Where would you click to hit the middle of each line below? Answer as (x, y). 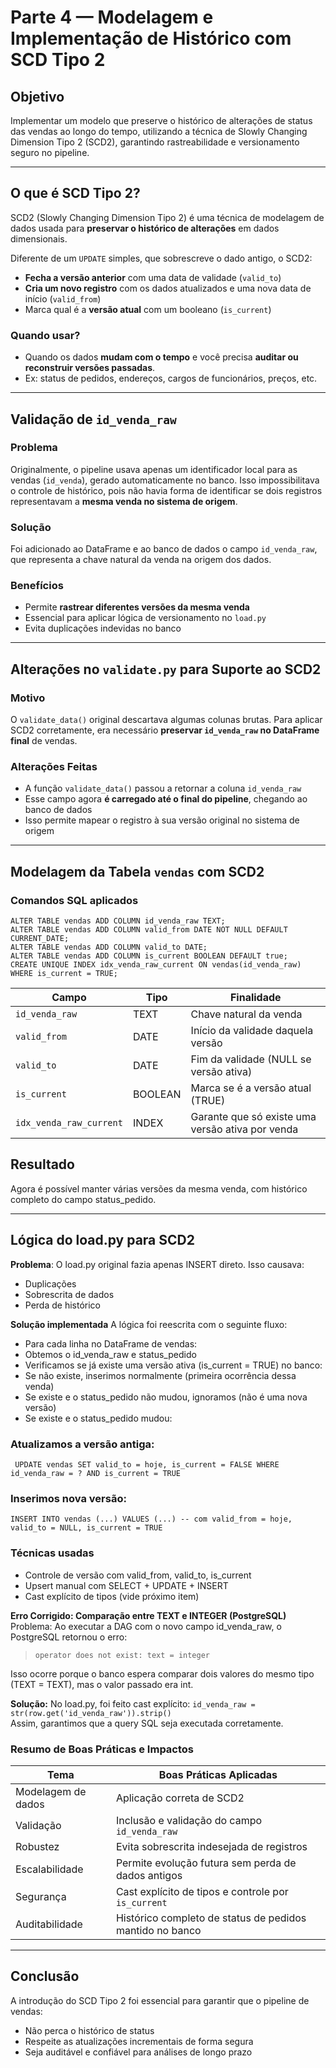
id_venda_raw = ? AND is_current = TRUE (96, 1473)
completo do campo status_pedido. (83, 1199)
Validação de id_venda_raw (93, 419)
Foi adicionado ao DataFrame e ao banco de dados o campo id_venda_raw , (164, 549)
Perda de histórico (62, 1305)
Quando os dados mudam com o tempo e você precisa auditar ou (161, 357)
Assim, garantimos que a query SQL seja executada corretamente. (147, 1723)
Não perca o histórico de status (89, 2030)
